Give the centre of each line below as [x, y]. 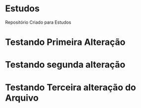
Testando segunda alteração [65, 65]
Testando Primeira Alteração [65, 42]
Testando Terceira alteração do [70, 87]
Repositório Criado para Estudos [38, 22]
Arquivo [22, 98]
